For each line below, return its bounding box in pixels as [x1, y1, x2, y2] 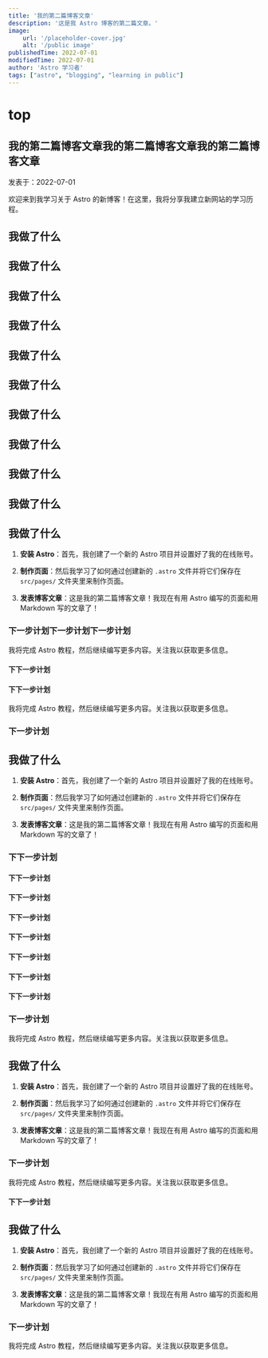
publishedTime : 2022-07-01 [8, 49, 98, 57]
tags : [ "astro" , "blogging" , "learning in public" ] [8, 71, 183, 79]
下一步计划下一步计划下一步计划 [8, 625, 132, 637]
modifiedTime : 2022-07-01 [8, 57, 94, 65]
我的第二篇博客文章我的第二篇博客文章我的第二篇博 [8, 139, 260, 153]
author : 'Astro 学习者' [8, 64, 84, 72]
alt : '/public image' [22, 42, 94, 50]
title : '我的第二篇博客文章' [8, 11, 94, 20]
